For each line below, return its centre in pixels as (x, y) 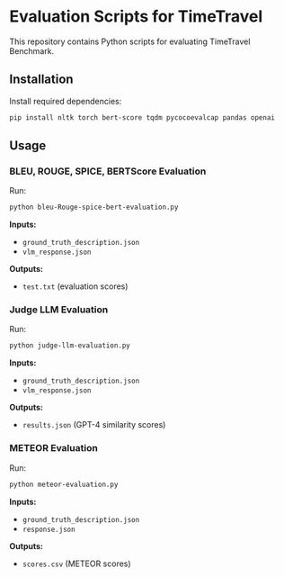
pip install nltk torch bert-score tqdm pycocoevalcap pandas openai (142, 117)
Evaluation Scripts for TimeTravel (136, 17)
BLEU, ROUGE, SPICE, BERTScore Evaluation (108, 171)
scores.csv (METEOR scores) (77, 563)
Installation (41, 80)
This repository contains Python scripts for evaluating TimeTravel (130, 41)
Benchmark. (32, 50)
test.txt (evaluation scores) (75, 286)
